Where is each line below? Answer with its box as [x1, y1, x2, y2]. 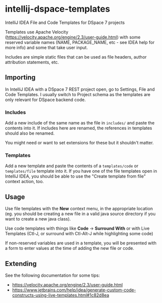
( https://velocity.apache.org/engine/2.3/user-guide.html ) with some [5, 34, 141, 40]
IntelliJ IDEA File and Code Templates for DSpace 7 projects [5, 20, 125, 25]
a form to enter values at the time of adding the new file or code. [5, 245, 135, 251]
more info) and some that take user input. [5, 44, 88, 50]
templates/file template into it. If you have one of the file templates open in [5, 168, 157, 174]
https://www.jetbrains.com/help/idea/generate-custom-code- [12, 287, 136, 293]
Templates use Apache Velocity [5, 29, 69, 35]
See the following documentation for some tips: [5, 272, 100, 278]
